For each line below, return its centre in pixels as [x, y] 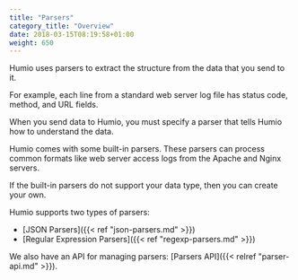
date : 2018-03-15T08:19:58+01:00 [72, 34]
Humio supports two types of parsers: [79, 213]
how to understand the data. [61, 132]
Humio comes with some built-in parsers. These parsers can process [137, 149]
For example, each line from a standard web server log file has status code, [149, 95]
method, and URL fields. [54, 105]
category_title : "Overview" [62, 26]
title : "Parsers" [42, 17]
